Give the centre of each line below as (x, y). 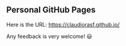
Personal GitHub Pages (51, 10)
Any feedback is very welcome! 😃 (49, 36)
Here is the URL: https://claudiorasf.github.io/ (63, 24)
